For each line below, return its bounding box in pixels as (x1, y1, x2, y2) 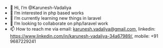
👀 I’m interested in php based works (9, 10, 84, 16)
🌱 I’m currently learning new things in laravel (9, 15, 101, 21)
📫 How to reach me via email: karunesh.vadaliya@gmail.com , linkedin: (9, 26, 156, 32)
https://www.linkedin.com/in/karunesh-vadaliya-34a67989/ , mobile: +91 (9, 33, 159, 39)
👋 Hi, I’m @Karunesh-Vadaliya (9, 5, 71, 10)
